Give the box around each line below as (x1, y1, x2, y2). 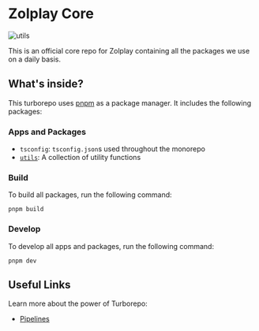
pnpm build (8, 206, 44, 214)
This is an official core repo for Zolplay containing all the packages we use (8, 46, 250, 55)
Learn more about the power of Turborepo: (8, 299, 148, 308)
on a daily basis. (8, 54, 62, 64)
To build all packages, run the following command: (8, 190, 172, 199)
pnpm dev (8, 257, 37, 265)
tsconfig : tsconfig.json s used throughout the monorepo (19, 144, 205, 154)
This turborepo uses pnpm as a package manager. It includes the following (8, 98, 252, 107)
